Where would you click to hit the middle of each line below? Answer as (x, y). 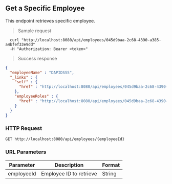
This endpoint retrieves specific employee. (50, 20)
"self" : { (26, 82)
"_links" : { (24, 77)
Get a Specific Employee (45, 8)
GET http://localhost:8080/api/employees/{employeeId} (65, 139)
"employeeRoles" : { (36, 97)
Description (69, 165)
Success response (37, 58)
